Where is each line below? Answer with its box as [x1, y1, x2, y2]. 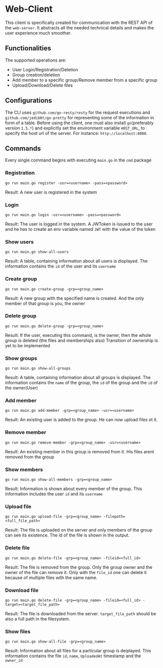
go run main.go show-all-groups [5, 366, 71, 371]
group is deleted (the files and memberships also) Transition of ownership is [5, 337, 158, 343]
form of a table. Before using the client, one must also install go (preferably [5, 120, 154, 126]
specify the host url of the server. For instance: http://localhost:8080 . [5, 130, 148, 136]
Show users [5, 238, 34, 245]
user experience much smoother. [5, 30, 72, 36]
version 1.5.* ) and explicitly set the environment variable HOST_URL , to [5, 125, 145, 131]
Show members [5, 466, 43, 473]
